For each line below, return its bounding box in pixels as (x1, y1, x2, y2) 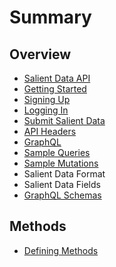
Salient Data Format (23, 168, 106, 180)
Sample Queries (23, 147, 91, 158)
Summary (9, 6, 92, 29)
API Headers (23, 126, 77, 137)
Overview (9, 46, 72, 63)
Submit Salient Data (23, 115, 106, 126)
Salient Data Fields (23, 179, 101, 190)
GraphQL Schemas (23, 189, 102, 201)
